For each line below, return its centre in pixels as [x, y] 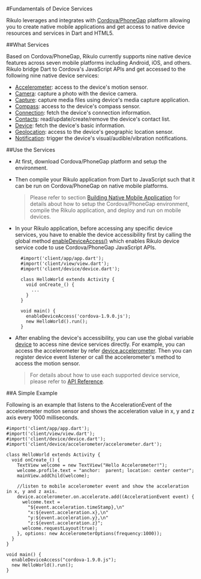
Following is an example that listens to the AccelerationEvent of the [89, 405]
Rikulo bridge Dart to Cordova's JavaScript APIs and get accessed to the [96, 69]
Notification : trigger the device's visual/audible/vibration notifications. [101, 138]
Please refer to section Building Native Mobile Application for [105, 197]
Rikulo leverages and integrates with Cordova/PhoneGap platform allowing [98, 20]
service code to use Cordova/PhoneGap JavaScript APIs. [85, 247]
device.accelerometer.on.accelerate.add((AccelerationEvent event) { [106, 497]
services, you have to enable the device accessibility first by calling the [103, 235]
